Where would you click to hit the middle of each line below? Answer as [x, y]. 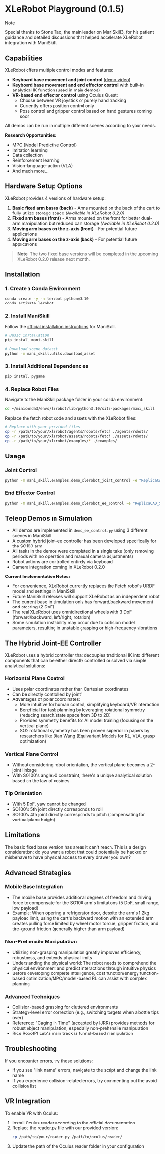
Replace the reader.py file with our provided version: [65, 1128]
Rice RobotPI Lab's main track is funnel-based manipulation [73, 1033]
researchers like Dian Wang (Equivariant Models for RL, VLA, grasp [87, 736]
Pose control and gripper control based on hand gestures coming [86, 111]
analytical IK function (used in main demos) [56, 90]
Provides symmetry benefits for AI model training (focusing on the [86, 720]
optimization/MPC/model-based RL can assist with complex [87, 978]
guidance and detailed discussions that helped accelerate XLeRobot [74, 37]
